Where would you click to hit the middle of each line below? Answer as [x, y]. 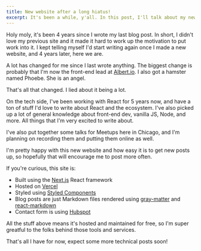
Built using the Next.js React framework [63, 180]
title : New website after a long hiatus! [59, 12]
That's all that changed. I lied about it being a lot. [66, 89]
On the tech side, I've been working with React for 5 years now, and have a [98, 101]
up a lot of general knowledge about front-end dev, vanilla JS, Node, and [96, 114]
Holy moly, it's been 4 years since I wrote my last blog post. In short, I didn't [100, 34]
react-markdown [36, 205]
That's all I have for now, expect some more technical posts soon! [87, 241]
